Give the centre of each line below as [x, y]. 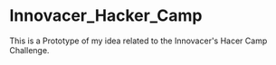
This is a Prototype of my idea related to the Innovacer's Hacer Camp [138, 41]
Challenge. [29, 50]
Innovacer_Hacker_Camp [106, 16]
